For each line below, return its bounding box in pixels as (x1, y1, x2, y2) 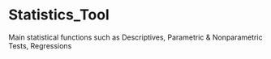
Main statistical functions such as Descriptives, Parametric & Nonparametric (8, 32, 263, 42)
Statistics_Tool (8, 6, 110, 24)
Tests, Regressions (8, 40, 72, 50)
